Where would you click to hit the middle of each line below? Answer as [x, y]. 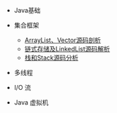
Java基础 [27, 10]
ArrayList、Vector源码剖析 [63, 40]
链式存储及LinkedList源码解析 [67, 49]
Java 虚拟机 [31, 102]
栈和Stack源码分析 [51, 58]
